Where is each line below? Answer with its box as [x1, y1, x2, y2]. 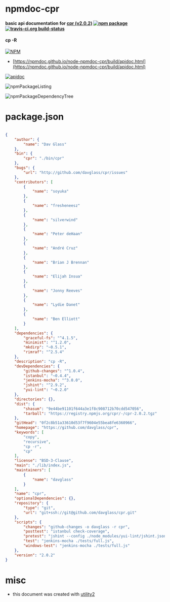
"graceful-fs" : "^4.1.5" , [23, 335, 78, 340]
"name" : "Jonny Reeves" [32, 288, 82, 293]
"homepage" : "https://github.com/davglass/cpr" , [14, 425, 119, 430]
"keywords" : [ [14, 430, 44, 435]
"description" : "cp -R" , [14, 359, 67, 364]
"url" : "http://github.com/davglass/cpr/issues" [23, 170, 128, 175]
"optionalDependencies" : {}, [14, 496, 76, 501]
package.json [5, 111, 64, 122]
